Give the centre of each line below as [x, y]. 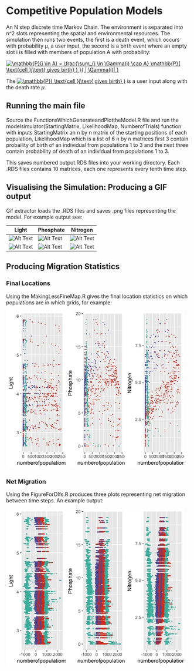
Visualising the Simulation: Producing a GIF [87, 187]
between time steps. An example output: [55, 501]
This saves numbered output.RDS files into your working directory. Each [93, 162]
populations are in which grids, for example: [59, 302]
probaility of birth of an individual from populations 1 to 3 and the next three [97, 145]
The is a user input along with [97, 81]
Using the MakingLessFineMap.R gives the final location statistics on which [97, 296]
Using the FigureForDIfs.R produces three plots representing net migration [96, 494]
